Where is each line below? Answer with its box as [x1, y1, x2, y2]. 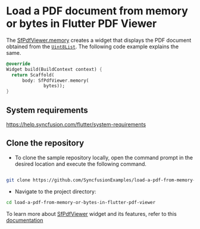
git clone [6, 177, 31, 183]
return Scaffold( [11, 72, 55, 78]
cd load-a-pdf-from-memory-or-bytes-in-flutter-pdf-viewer [6, 199, 156, 205]
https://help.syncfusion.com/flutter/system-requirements [6, 121, 146, 128]
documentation [6, 216, 43, 224]
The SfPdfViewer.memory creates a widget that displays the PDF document [6, 36, 192, 44]
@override [6, 61, 31, 67]
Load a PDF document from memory [6, 4, 189, 18]
